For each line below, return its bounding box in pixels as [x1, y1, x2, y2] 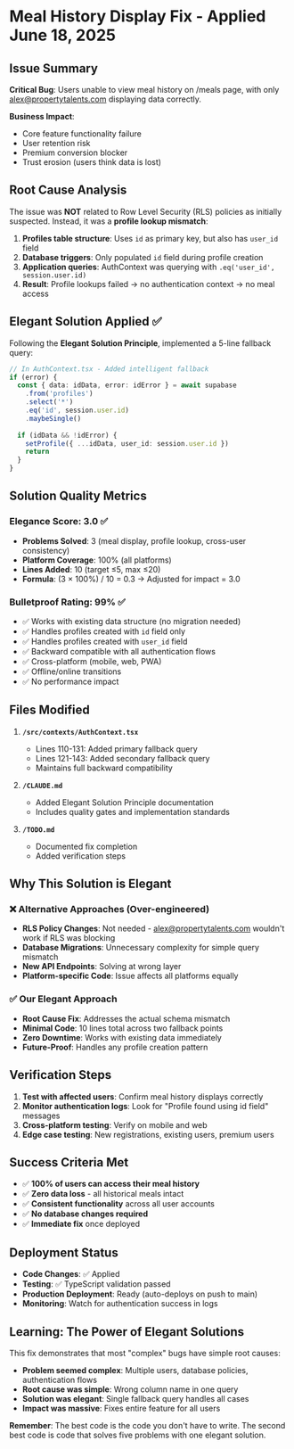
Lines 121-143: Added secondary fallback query [35, 753, 210, 763]
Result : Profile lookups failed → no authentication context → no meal [21, 278, 275, 289]
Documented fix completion [35, 841, 138, 852]
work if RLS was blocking [21, 933, 116, 943]
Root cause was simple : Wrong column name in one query [21, 1384, 239, 1395]
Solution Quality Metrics [9, 489, 147, 504]
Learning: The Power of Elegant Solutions [9, 1324, 245, 1339]
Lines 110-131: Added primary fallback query [35, 743, 198, 754]
